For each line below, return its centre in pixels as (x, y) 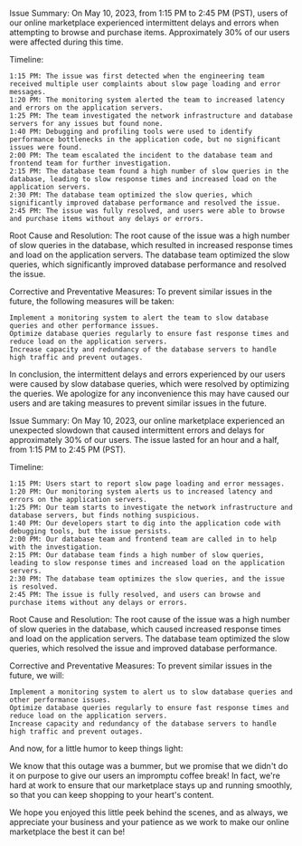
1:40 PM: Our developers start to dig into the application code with (145, 524)
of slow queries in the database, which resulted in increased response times (151, 245)
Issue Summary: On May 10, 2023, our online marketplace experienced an (147, 421)
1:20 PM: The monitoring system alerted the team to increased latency (147, 100)
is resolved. (34, 587)
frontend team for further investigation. (90, 163)
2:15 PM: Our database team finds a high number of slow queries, (137, 555)
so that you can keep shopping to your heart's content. (112, 795)
